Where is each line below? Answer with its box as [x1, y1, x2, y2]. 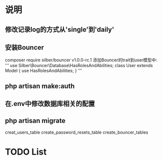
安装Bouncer [5, 43, 44, 52]
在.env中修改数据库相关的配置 [5, 100, 95, 108]
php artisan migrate [5, 116, 66, 124]
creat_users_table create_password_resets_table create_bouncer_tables [5, 129, 148, 135]
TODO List [5, 146, 47, 158]
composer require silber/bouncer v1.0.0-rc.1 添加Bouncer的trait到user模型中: [5, 57, 158, 63]
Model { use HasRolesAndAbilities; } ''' [5, 68, 82, 73]
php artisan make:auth [5, 82, 75, 90]
